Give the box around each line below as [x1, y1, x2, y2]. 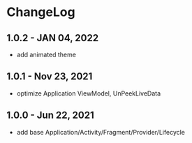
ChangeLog [6, 4, 75, 20]
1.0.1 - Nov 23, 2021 [6, 70, 93, 82]
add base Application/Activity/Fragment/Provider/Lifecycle [16, 128, 186, 136]
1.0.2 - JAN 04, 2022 [6, 32, 99, 44]
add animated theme [16, 50, 76, 59]
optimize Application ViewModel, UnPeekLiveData [16, 89, 161, 98]
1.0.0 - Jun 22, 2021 [6, 110, 95, 121]
